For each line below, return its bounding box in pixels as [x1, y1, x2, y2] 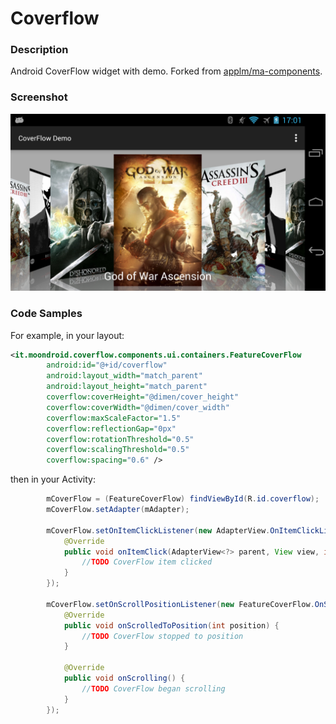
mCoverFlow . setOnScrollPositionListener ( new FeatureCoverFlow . [46, 599, 315, 609]
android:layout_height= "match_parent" [46, 382, 208, 392]
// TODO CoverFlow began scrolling [81, 683, 226, 694]
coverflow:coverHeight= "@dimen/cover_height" [46, 392, 240, 402]
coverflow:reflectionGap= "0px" [46, 423, 177, 434]
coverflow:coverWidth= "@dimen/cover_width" [46, 402, 230, 412]
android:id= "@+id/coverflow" [46, 360, 168, 371]
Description [10, 43, 69, 57]
